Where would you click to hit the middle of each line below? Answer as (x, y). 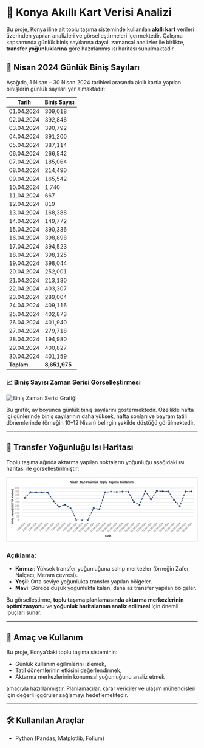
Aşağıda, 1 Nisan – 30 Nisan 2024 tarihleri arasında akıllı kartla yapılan (94, 82)
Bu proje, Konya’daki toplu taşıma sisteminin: (62, 652)
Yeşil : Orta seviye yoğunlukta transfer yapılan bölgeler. (83, 582)
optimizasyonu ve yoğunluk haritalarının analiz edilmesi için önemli (93, 606)
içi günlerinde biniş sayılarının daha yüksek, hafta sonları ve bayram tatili (97, 416)
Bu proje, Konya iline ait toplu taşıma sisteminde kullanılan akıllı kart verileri (100, 29)
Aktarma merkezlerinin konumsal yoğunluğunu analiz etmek (90, 677)
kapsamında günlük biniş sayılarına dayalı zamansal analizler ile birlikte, (96, 42)
